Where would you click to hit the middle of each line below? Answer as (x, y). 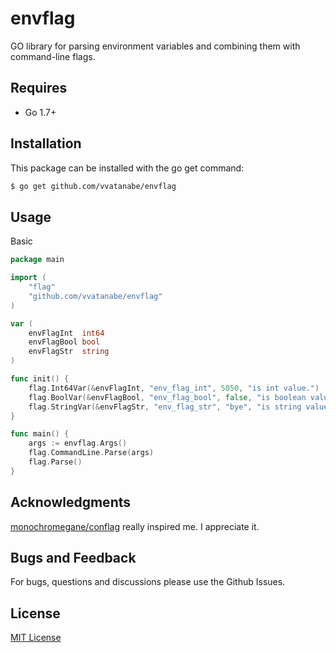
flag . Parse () (55, 462)
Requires (39, 88)
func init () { (40, 379)
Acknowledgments (71, 502)
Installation (46, 143)
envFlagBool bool (64, 342)
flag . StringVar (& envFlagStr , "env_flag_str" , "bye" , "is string (165, 407)
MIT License (36, 638)
